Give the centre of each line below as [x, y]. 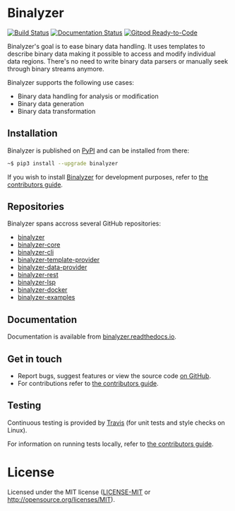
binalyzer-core [39, 245]
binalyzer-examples [46, 298]
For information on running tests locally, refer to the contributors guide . [110, 444]
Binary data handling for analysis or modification [88, 96]
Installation [32, 133]
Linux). [17, 430]
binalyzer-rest [38, 275]
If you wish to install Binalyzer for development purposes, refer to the [108, 177]
